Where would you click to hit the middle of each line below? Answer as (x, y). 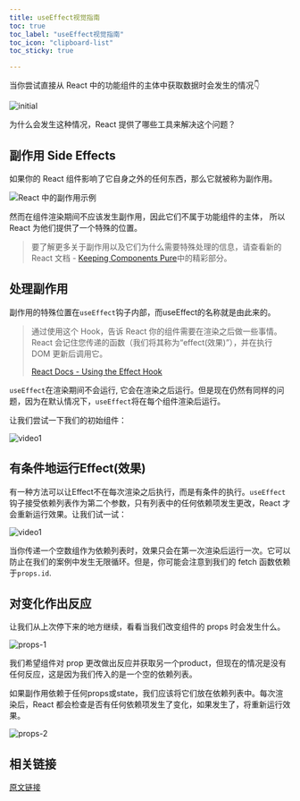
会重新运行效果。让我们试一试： (68, 514)
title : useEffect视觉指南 (55, 17)
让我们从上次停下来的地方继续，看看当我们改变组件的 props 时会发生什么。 (147, 626)
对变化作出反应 (50, 604)
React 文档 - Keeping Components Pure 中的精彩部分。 (131, 258)
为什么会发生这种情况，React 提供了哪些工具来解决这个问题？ (123, 124)
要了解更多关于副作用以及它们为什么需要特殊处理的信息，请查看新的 (156, 246)
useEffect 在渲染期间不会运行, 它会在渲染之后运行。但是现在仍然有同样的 (143, 389)
